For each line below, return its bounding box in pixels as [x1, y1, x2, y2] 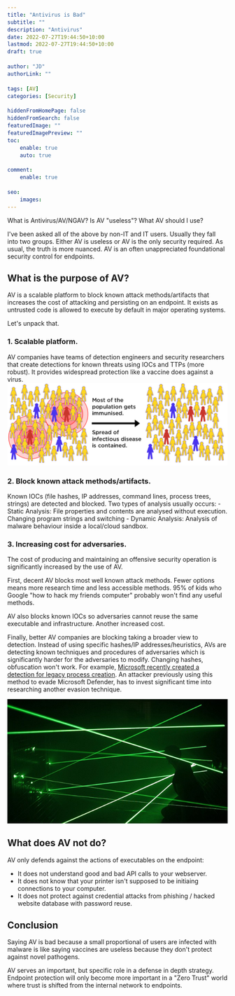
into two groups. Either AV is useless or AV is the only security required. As [7, 237, 224, 245]
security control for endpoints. [7, 252, 95, 261]
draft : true [7, 48, 42, 55]
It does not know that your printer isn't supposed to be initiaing [17, 876, 199, 885]
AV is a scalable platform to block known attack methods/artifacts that [7, 291, 210, 299]
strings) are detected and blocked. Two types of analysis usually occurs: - [7, 499, 222, 508]
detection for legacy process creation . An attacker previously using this [7, 670, 213, 679]
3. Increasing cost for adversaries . [7, 539, 127, 549]
